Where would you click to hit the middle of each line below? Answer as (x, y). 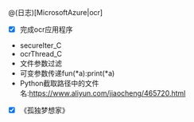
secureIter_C (41, 45)
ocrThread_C (41, 54)
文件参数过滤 (41, 64)
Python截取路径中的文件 (59, 84)
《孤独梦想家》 (44, 110)
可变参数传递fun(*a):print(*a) (67, 73)
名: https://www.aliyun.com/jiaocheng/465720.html (103, 93)
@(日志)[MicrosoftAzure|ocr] (56, 12)
